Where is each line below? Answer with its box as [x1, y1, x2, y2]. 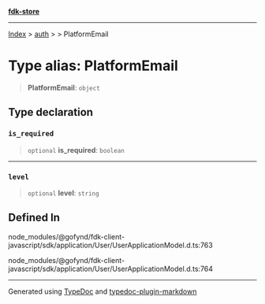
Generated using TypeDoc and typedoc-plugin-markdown [8, 287, 197, 296]
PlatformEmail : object [27, 83, 100, 92]
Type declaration [8, 106, 93, 119]
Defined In [8, 211, 61, 224]
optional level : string [27, 188, 100, 198]
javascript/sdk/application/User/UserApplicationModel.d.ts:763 [8, 240, 213, 250]
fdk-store [8, 7, 40, 16]
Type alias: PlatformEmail [8, 57, 179, 75]
